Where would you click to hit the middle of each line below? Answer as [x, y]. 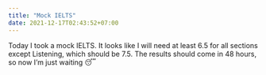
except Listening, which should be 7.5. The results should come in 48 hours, [132, 54]
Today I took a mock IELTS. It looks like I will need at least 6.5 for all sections [133, 45]
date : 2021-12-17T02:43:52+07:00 [64, 23]
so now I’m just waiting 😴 [52, 62]
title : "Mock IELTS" [42, 15]
